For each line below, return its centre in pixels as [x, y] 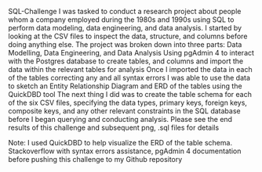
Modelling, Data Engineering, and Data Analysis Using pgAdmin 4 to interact [131, 53]
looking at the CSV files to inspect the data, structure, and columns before [128, 36]
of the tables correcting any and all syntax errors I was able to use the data [129, 78]
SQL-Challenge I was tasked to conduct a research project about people [125, 11]
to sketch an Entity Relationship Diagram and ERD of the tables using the [125, 86]
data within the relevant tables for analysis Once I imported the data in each [130, 69]
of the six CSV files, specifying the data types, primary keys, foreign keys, [127, 102]
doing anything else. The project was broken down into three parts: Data [125, 45]
